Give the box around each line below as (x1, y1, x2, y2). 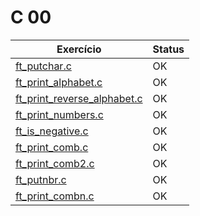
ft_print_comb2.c (15, 156, 95, 170)
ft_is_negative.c (15, 124, 89, 138)
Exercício (56, 42, 102, 56)
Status (152, 42, 185, 56)
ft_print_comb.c (15, 140, 89, 154)
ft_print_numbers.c (15, 107, 104, 121)
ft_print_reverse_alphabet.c (15, 91, 143, 105)
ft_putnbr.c (15, 172, 67, 186)
